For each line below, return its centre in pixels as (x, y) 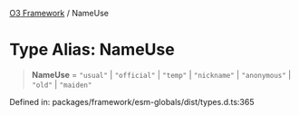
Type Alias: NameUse (92, 50)
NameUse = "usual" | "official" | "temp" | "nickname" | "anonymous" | (161, 74)
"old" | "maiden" (62, 84)
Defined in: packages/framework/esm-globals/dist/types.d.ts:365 (132, 101)
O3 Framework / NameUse (59, 13)
